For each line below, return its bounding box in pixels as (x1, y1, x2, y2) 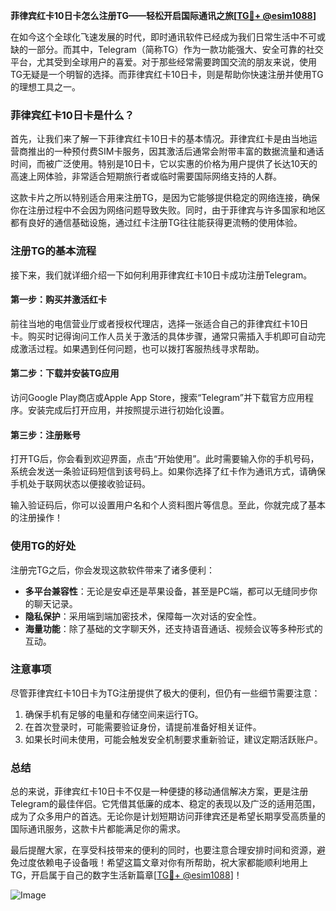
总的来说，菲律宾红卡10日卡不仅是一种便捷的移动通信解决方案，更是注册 (10, 785, 309, 798)
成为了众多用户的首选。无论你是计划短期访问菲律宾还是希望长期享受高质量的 (10, 810, 326, 823)
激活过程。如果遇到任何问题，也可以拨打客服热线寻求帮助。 (18, 342, 265, 354)
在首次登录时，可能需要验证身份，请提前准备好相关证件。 (24, 720, 262, 733)
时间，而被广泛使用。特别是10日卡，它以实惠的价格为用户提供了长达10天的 (10, 158, 318, 170)
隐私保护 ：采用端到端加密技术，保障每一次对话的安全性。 (24, 610, 262, 622)
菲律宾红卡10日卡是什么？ (10, 108, 135, 122)
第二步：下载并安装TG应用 (10, 367, 120, 379)
